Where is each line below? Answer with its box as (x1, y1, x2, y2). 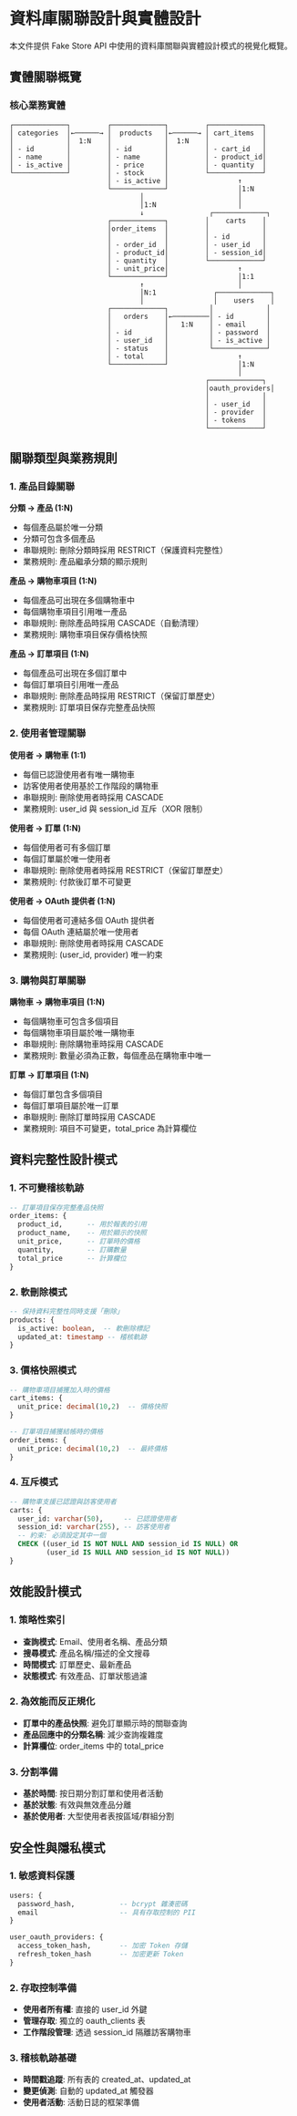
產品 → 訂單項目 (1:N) (9, 648, 89, 659)
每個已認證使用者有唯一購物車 (22, 769, 135, 779)
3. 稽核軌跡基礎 (9, 2052, 77, 2065)
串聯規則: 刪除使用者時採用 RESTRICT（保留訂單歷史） (22, 864, 229, 875)
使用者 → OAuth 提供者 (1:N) (9, 895, 116, 906)
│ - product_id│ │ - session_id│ (107, 248, 267, 257)
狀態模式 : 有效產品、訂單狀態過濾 (22, 1670, 148, 1681)
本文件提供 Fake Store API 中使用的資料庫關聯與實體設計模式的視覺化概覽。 (9, 40, 293, 51)
